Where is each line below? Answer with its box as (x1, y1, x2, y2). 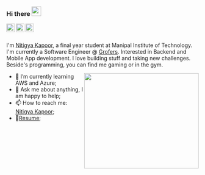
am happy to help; (15, 92, 61, 100)
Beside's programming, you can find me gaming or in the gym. (6, 61, 164, 68)
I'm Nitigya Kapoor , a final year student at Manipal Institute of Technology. (6, 41, 193, 49)
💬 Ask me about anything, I (15, 86, 84, 93)
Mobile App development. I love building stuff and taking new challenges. (6, 55, 191, 62)
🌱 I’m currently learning (15, 73, 74, 80)
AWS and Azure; (15, 79, 57, 87)
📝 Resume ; (15, 115, 41, 122)
